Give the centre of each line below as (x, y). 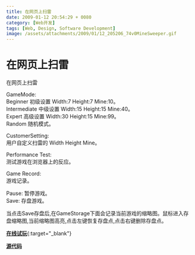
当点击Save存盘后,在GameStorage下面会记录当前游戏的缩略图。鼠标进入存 (97, 213)
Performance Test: (29, 155)
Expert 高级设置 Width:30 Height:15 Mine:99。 (63, 117)
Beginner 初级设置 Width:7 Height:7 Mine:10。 (62, 102)
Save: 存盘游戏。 (27, 201)
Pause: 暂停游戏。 (28, 193)
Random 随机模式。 (30, 124)
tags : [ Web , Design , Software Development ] (61, 28)
